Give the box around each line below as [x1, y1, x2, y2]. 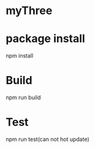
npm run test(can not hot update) [6, 136, 89, 143]
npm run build [6, 94, 41, 101]
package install [6, 32, 85, 46]
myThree [6, 4, 53, 18]
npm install [6, 52, 34, 59]
